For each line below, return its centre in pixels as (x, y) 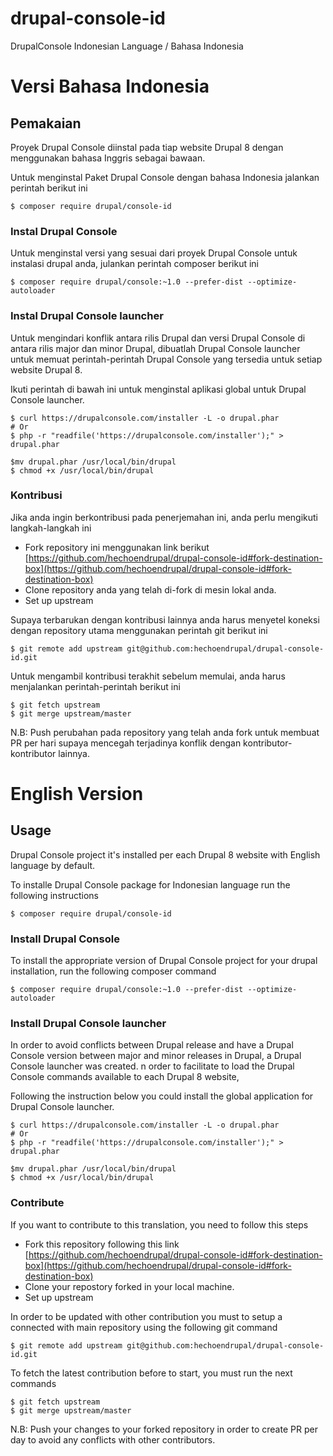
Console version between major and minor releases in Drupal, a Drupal (156, 1056)
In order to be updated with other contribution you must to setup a (146, 1316)
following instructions (54, 895)
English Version (77, 794)
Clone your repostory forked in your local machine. (129, 1286)
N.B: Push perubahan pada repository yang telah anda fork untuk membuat (165, 732)
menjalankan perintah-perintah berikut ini (95, 686)
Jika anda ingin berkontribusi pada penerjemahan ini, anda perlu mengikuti (164, 517)
